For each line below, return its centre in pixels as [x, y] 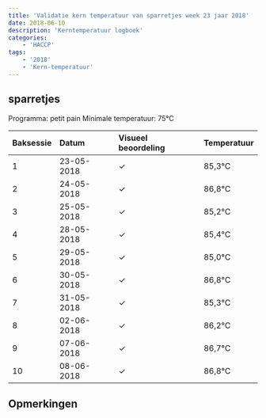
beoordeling [142, 147]
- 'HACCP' [39, 45]
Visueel [133, 138]
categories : [28, 38]
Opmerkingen [43, 403]
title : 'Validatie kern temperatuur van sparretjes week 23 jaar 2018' [129, 15]
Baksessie [32, 142]
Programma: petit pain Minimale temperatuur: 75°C [91, 118]
